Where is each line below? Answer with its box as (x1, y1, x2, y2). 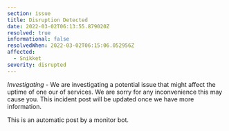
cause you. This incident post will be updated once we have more (7, 94, 194, 103)
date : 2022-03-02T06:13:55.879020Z (7, 23, 110, 30)
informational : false (7, 36, 70, 43)
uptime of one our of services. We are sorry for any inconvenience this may (7, 88, 223, 96)
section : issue (7, 10, 51, 17)
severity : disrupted (7, 61, 67, 68)
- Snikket (13, 55, 42, 62)
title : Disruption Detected (7, 17, 89, 23)
